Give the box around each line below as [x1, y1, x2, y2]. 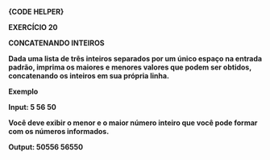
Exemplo [8, 86, 39, 96]
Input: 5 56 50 [8, 103, 56, 112]
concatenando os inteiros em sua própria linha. [8, 71, 169, 80]
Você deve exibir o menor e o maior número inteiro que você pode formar [8, 118, 258, 128]
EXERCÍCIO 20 [8, 23, 58, 32]
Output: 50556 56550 [8, 142, 83, 152]
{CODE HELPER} [8, 7, 64, 16]
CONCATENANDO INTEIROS [8, 38, 105, 48]
